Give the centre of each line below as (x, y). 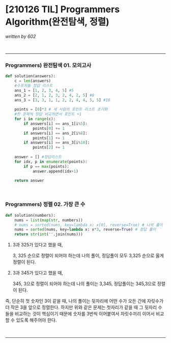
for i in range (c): (35, 119)
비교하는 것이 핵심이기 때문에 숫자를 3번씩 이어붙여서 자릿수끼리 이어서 (85, 314)
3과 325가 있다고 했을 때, (38, 245)
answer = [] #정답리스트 (38, 157)
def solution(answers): (31, 76)
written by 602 (21, 36)
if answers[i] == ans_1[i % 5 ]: (55, 124)
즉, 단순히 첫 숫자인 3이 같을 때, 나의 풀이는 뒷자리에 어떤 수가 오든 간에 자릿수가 (84, 301)
